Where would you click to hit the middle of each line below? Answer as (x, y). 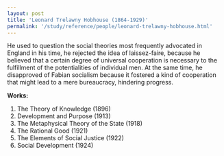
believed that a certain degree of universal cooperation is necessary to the (112, 60)
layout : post (26, 13)
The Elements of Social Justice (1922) (71, 138)
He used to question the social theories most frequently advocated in (104, 46)
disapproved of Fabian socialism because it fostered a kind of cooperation (112, 75)
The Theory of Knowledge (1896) (64, 109)
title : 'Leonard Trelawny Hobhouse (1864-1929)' (78, 20)
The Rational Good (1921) (52, 131)
